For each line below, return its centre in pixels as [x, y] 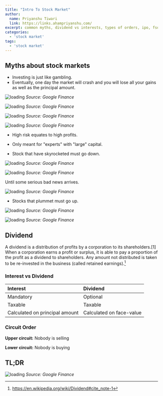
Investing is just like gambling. [42, 77]
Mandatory [20, 297]
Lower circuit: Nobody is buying [38, 347]
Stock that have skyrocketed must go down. [56, 154]
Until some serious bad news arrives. [42, 182]
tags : [10, 41]
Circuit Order [21, 327]
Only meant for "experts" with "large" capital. [57, 144]
